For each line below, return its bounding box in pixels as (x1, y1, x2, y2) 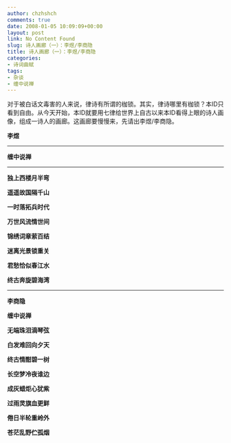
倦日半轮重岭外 (7, 413, 49, 422)
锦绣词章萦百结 (7, 232, 49, 240)
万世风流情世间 (7, 218, 49, 226)
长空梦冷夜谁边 (7, 370, 49, 378)
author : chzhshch (7, 10, 57, 17)
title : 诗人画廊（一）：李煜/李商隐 (7, 49, 96, 56)
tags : (7, 67, 23, 74)
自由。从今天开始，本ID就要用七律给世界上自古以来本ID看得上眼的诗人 (19, 109, 218, 117)
